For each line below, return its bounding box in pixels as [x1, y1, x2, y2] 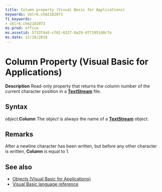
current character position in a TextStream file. [5, 88, 102, 94]
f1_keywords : [5, 16, 32, 21]
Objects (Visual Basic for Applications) [12, 176, 91, 182]
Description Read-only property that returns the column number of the [5, 83, 150, 89]
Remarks [5, 130, 34, 139]
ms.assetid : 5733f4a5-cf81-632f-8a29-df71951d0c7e [5, 30, 112, 35]
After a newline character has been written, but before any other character [5, 143, 158, 149]
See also [5, 163, 32, 171]
